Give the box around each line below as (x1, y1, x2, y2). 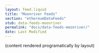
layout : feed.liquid (5, 7, 47, 12)
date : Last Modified (5, 29, 47, 34)
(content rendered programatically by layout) (5, 43, 95, 48)
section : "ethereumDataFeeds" (5, 16, 66, 21)
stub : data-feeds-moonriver (5, 20, 62, 26)
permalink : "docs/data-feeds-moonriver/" (5, 25, 90, 30)
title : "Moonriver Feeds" (5, 12, 57, 16)
